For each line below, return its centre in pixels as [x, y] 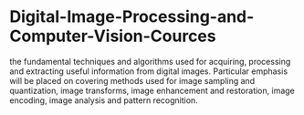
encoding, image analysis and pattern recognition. [104, 100]
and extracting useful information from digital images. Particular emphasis [149, 71]
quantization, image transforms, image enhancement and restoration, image [152, 90]
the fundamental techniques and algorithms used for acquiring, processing [150, 61]
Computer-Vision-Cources [113, 36]
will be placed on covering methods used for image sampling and [132, 80]
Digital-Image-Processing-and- [132, 17]
